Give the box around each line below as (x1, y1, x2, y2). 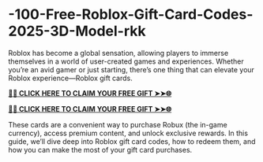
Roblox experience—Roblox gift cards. (8, 73, 133, 83)
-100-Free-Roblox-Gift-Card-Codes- (8, 6, 254, 24)
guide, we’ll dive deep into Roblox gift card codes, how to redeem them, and (8, 136, 256, 146)
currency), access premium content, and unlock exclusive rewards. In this (8, 128, 249, 138)
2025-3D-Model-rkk (8, 22, 146, 40)
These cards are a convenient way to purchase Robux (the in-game (8, 120, 227, 129)
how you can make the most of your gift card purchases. (8, 145, 193, 154)
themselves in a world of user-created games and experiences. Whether (8, 57, 244, 66)
